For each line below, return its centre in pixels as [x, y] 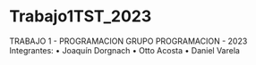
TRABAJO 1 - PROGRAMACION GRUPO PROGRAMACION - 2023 [128, 41]
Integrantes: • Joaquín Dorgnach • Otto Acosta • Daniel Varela [124, 50]
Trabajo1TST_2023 [81, 16]
